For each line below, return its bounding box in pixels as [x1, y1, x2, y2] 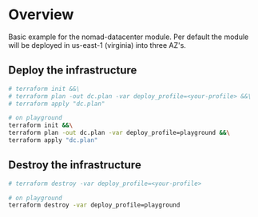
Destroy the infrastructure [8, 158, 141, 172]
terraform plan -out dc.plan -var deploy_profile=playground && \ [8, 129, 230, 137]
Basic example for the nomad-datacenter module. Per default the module [8, 32, 249, 41]
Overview [8, 6, 74, 24]
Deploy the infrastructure [8, 64, 137, 77]
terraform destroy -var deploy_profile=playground [8, 201, 181, 209]
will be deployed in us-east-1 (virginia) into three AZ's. [8, 40, 186, 49]
